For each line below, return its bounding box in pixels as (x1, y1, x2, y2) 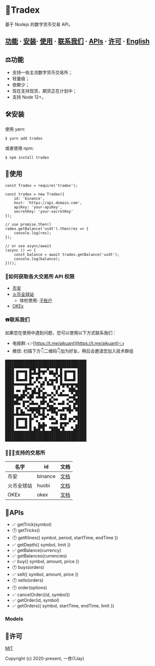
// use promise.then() (5, 222, 52, 227)
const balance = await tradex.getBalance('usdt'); (14, 252, 120, 257)
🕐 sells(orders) (12, 577, 44, 583)
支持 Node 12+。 (12, 94, 46, 100)
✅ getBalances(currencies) (12, 553, 67, 559)
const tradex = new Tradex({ (5, 192, 65, 197)
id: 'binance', (14, 196, 45, 201)
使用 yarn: (5, 126, 26, 132)
